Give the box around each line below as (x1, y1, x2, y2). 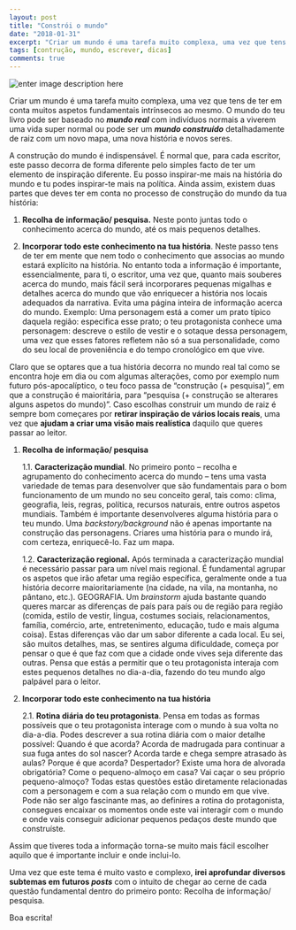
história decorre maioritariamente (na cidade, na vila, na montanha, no (21, 582, 278, 593)
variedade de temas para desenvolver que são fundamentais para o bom (21, 480, 287, 491)
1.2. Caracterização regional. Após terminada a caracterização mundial (21, 554, 285, 565)
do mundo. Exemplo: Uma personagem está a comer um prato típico (21, 307, 271, 317)
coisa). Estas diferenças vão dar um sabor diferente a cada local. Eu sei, (21, 629, 285, 640)
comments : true (9, 54, 65, 63)
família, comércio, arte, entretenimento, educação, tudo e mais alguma (21, 620, 280, 630)
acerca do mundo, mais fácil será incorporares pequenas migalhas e (21, 279, 272, 288)
